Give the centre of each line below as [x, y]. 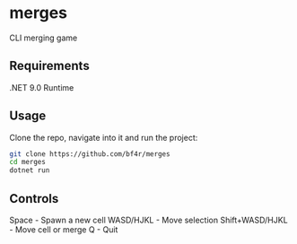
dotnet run [30, 170]
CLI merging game [44, 38]
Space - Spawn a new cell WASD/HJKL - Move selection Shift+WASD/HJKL [149, 220]
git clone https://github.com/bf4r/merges [90, 154]
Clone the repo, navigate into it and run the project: [104, 137]
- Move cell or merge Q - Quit [64, 230]
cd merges [28, 162]
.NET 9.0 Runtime [42, 87]
